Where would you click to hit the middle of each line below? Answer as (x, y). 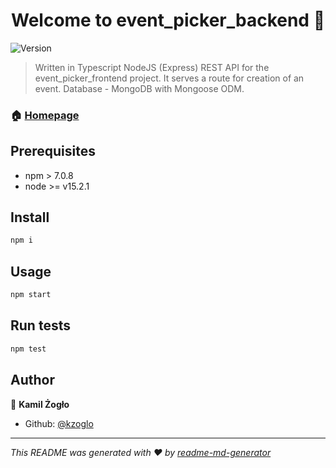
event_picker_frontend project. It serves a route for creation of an (169, 78)
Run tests (40, 325)
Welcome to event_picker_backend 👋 (168, 20)
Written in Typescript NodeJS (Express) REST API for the (152, 67)
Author (32, 380)
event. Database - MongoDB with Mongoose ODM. (139, 88)
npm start (31, 295)
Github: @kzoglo (59, 423)
